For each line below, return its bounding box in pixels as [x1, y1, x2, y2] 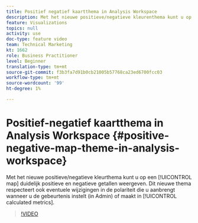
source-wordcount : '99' [6, 80, 65, 86]
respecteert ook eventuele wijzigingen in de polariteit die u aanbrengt [6, 186, 176, 193]
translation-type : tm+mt [6, 63, 67, 70]
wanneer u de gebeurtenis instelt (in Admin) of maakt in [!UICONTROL [6, 192, 177, 199]
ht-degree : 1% [6, 86, 41, 92]
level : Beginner [6, 58, 46, 64]
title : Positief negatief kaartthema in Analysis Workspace [6, 8, 158, 15]
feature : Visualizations [6, 20, 67, 25]
